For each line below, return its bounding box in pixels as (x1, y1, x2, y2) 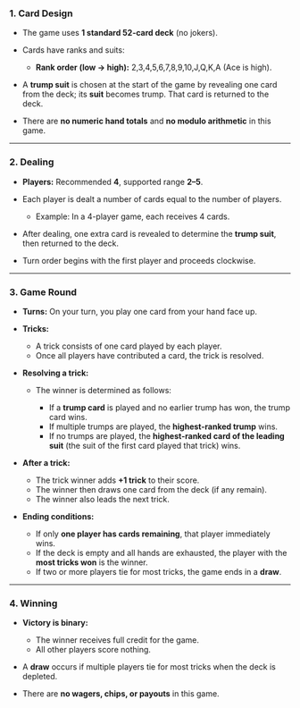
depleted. (21, 671, 58, 682)
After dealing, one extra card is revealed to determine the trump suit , (21, 228, 277, 239)
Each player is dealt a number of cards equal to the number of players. (21, 193, 282, 204)
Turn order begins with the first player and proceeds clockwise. (21, 255, 256, 265)
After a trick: (21, 457, 71, 468)
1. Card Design (9, 7, 73, 20)
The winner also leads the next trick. (35, 493, 170, 504)
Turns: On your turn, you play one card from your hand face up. (21, 306, 257, 316)
